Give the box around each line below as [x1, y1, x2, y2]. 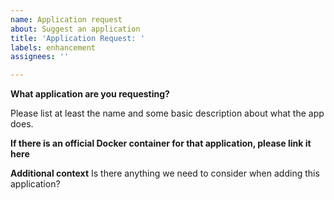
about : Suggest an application [10, 24, 141, 34]
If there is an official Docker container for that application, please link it [10, 137, 312, 150]
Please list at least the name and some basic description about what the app [10, 107, 325, 120]
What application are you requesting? [10, 88, 170, 100]
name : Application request [10, 14, 123, 25]
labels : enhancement [10, 42, 97, 53]
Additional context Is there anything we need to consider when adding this [10, 167, 320, 180]
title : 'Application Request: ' [10, 33, 145, 43]
